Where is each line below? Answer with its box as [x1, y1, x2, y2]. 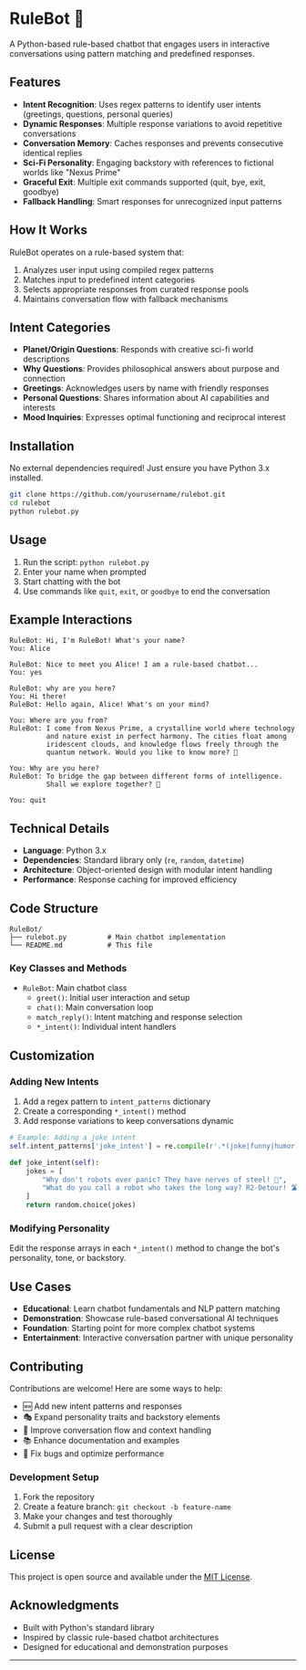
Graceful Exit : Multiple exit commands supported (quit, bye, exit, [22, 176, 266, 187]
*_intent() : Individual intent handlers [36, 1022, 177, 1033]
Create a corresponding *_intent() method [22, 1106, 187, 1117]
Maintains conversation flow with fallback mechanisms [22, 293, 229, 304]
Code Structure [9, 900, 98, 916]
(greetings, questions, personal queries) [22, 109, 174, 120]
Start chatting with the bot [22, 575, 121, 587]
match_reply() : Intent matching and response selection [36, 1012, 243, 1023]
